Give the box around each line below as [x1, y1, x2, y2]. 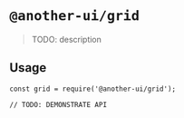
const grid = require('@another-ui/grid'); [9, 84, 177, 93]
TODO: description [31, 34, 102, 44]
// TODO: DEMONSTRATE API [9, 100, 107, 109]
